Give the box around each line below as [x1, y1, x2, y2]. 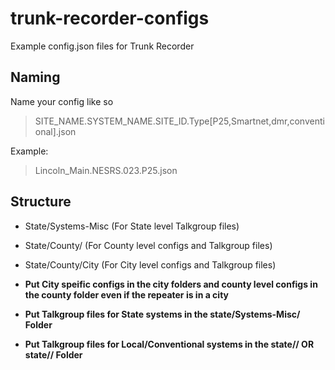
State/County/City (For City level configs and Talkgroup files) [24, 258, 277, 271]
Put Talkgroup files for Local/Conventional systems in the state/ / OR [24, 338, 315, 350]
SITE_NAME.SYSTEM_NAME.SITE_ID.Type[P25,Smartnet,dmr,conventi [34, 115, 325, 127]
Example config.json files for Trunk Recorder [10, 40, 195, 52]
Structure [10, 193, 72, 211]
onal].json [34, 125, 77, 137]
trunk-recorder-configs [10, 7, 210, 30]
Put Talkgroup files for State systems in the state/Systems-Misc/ [24, 308, 301, 320]
